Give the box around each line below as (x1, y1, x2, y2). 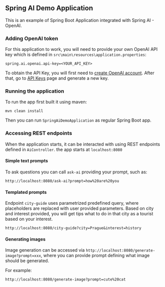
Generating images (5, 236, 46, 242)
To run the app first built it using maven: (5, 99, 87, 105)
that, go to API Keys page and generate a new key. (5, 75, 109, 81)
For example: (5, 268, 32, 274)
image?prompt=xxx (5, 254, 41, 259)
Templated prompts (5, 189, 47, 195)
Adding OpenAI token (5, 35, 58, 42)
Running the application (5, 88, 64, 95)
